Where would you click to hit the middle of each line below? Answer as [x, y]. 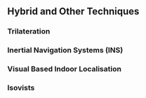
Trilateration [29, 31]
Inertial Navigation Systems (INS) [65, 50]
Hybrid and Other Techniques [73, 12]
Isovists [21, 88]
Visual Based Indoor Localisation [64, 69]
